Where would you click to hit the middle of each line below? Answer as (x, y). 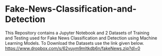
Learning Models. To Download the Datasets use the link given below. (74, 43)
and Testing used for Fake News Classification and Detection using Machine (81, 38)
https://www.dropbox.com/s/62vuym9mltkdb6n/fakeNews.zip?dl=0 (73, 48)
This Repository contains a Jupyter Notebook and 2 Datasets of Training (77, 33)
